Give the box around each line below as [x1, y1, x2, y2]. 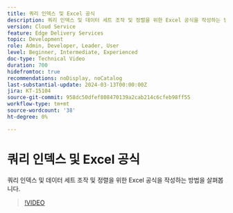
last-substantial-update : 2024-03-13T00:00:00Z [7, 81, 148, 88]
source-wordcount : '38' [7, 107, 76, 114]
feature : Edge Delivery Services [7, 29, 104, 37]
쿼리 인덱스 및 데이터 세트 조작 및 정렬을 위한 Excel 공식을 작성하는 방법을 [7, 176, 206, 184]
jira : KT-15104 [7, 87, 51, 94]
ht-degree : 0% [7, 113, 49, 120]
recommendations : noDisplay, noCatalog [7, 74, 123, 82]
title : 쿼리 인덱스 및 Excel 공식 [7, 10, 96, 17]
